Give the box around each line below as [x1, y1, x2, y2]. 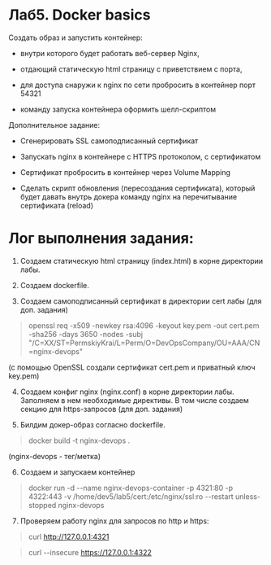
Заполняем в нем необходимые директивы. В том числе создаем [19, 395, 249, 405]
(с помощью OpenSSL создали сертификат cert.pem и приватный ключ [8, 362, 256, 372]
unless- [234, 491, 261, 501]
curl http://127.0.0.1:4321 [28, 532, 110, 541]
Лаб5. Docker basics [8, 6, 151, 24]
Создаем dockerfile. [19, 280, 89, 290]
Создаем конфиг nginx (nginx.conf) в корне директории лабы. [19, 387, 234, 396]
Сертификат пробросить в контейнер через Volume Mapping [19, 167, 231, 177]
